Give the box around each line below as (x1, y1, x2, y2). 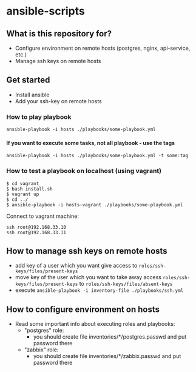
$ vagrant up (6, 191, 39, 197)
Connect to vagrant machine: (6, 212, 79, 220)
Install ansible (15, 91, 50, 98)
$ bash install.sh (6, 186, 53, 192)
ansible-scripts (6, 4, 85, 18)
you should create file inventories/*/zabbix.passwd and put (33, 353, 181, 360)
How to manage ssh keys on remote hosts (6, 246, 168, 256)
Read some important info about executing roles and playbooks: (15, 320, 175, 328)
